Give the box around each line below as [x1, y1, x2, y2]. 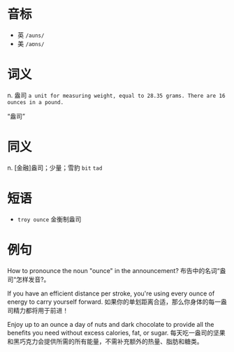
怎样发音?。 [16, 275, 50, 284]
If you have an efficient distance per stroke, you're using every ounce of [7, 289, 215, 298]
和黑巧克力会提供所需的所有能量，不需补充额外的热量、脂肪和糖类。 [7, 337, 203, 346]
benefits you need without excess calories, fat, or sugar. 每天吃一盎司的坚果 [7, 328, 226, 337]
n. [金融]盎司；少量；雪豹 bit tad [7, 163, 103, 172]
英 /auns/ [17, 31, 45, 39]
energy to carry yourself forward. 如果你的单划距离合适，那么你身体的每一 [7, 298, 221, 306]
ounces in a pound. [7, 98, 64, 105]
